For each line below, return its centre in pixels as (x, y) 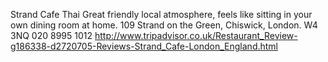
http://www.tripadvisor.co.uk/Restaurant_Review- (196, 35)
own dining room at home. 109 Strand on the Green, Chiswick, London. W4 (164, 25)
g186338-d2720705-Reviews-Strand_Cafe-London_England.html (144, 46)
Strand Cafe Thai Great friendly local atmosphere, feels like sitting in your (161, 14)
